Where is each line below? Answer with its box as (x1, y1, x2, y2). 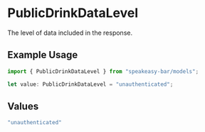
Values (7, 100, 39, 112)
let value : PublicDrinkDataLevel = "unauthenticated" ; (7, 80, 174, 88)
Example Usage (7, 49, 78, 61)
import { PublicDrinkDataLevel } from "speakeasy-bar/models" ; (7, 67, 199, 75)
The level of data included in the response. (7, 28, 133, 37)
